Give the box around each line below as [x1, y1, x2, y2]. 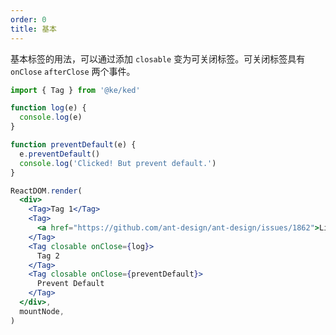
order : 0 [10, 14, 47, 25]
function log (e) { [10, 103, 87, 113]
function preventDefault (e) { [10, 140, 137, 150]
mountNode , [19, 306, 65, 316]
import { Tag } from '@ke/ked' [10, 85, 141, 95]
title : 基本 [10, 24, 57, 34]
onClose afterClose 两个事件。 [10, 65, 136, 77]
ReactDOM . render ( [10, 186, 83, 196]
